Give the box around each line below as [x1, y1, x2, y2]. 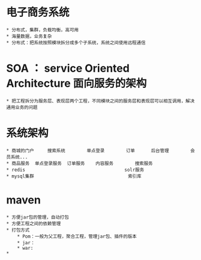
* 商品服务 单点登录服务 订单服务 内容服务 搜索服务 [6, 160, 153, 166]
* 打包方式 [6, 227, 30, 233]
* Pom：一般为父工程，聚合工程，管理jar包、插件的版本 [17, 233, 137, 240]
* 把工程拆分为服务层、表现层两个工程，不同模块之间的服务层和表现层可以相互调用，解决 [6, 97, 195, 104]
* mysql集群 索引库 [6, 173, 142, 179]
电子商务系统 [6, 5, 70, 19]
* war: [17, 245, 34, 251]
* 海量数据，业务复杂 [6, 33, 52, 39]
